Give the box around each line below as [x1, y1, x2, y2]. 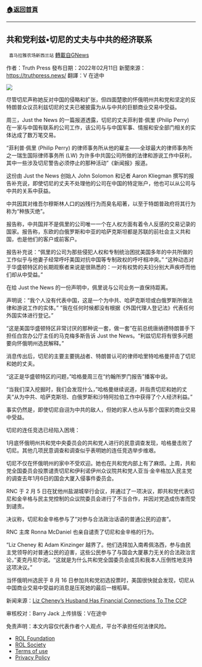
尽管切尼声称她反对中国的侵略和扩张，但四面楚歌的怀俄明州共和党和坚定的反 [6, 96, 196, 103]
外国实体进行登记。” [6, 312, 54, 319]
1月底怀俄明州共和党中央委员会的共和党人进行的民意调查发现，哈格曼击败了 [6, 439, 193, 447]
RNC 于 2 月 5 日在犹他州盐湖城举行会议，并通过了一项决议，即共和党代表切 [6, 488, 195, 495]
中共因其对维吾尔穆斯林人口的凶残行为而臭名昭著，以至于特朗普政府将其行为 [6, 200, 196, 208]
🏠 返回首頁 [6, 5, 38, 13]
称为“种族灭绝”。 [6, 208, 48, 215]
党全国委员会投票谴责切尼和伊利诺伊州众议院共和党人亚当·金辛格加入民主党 [6, 467, 192, 474]
